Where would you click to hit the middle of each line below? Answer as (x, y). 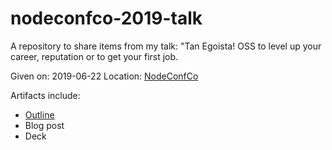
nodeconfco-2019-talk (106, 18)
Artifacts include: (45, 95)
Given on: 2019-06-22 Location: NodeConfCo (104, 76)
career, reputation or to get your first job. (94, 56)
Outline (39, 114)
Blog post (44, 125)
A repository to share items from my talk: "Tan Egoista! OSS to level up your (166, 46)
